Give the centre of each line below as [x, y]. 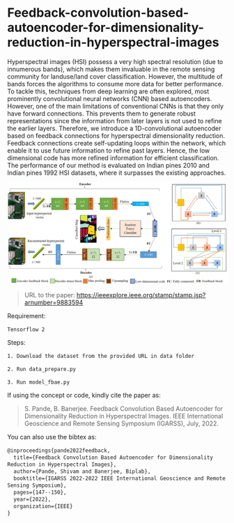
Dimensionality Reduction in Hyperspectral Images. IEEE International [124, 416]
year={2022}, [32, 499]
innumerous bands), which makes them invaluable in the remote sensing [111, 69]
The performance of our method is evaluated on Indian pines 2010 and [109, 165]
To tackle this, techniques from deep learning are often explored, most [108, 91]
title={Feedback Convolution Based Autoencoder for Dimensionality [114, 458]
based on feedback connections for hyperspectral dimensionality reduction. [116, 135]
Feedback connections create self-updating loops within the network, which [117, 143]
